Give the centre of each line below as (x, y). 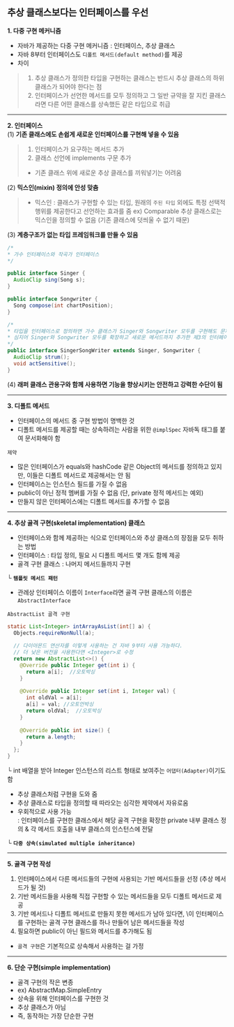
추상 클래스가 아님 (41, 1007)
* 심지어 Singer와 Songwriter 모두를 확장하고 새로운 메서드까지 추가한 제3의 (107, 337)
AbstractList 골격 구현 (39, 614)
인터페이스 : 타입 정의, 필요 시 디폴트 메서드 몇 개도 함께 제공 (99, 555)
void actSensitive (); (45, 363)
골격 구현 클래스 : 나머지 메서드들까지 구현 (74, 564)
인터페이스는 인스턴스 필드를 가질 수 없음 (72, 483)
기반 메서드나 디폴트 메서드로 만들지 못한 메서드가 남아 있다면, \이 (106, 914)
